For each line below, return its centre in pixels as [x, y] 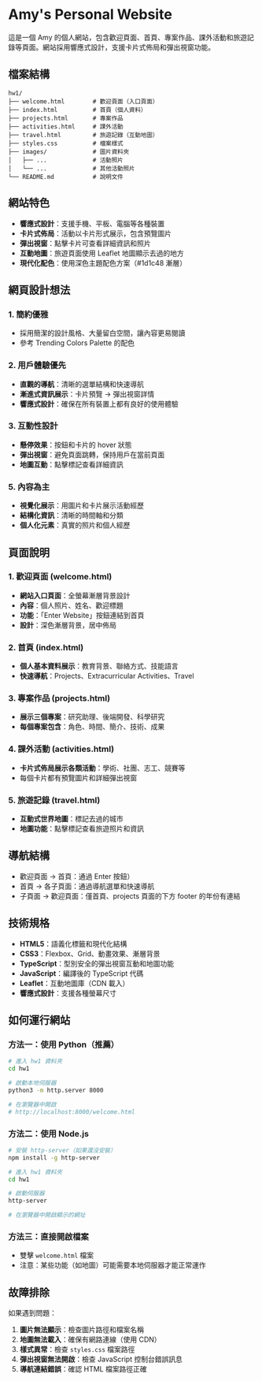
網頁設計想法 [39, 290]
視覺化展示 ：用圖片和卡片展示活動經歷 [81, 505]
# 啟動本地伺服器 [32, 1083]
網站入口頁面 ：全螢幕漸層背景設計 [75, 595]
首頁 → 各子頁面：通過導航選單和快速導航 [87, 886]
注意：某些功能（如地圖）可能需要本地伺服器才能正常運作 [113, 1265]
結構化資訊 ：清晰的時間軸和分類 [71, 516]
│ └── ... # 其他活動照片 [72, 168]
